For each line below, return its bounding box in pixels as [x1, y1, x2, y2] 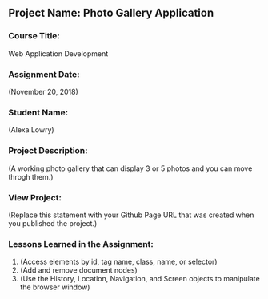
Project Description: [8, 145, 88, 156]
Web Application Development [8, 48, 109, 59]
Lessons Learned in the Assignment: [8, 238, 154, 249]
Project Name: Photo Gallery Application [8, 6, 214, 20]
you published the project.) [8, 218, 98, 228]
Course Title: [8, 30, 60, 42]
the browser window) [19, 282, 90, 292]
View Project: [8, 192, 62, 203]
